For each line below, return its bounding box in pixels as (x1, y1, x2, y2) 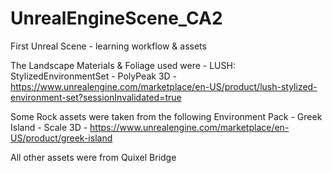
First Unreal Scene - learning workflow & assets (10, 40, 207, 52)
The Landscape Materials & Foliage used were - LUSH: (10, 59, 236, 71)
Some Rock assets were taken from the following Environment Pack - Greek (10, 110, 323, 122)
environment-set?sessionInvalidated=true (10, 91, 182, 103)
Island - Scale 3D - (10, 121, 88, 133)
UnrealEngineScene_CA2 (10, 7, 223, 30)
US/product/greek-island (10, 132, 113, 144)
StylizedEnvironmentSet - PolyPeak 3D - (10, 70, 178, 82)
